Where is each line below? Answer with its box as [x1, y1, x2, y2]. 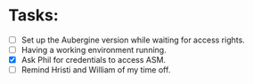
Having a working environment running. [20, 45, 167, 55]
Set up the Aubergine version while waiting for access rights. [20, 34, 246, 45]
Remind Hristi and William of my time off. [20, 65, 171, 75]
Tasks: [8, 5, 59, 26]
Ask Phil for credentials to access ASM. [20, 55, 167, 65]
